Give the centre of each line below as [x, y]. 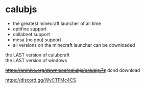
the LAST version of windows [36, 60]
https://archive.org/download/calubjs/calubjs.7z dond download [73, 70]
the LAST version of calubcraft [38, 55]
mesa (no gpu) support [37, 40]
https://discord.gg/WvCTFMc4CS [41, 80]
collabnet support [31, 34]
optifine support [30, 28]
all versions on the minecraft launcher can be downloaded [74, 45]
